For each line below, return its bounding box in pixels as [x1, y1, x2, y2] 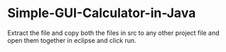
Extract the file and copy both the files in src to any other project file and [7, 28, 220, 37]
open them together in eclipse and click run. [7, 36, 136, 44]
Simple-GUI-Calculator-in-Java [7, 5, 196, 21]
